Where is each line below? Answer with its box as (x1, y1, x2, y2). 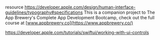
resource (5, 4, 24, 10)
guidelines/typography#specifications (5, 9, 83, 15)
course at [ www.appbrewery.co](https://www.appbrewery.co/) (5, 20, 133, 26)
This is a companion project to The (83, 9, 155, 15)
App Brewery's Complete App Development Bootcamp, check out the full (5, 15, 155, 20)
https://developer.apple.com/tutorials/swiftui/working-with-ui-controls (5, 30, 149, 35)
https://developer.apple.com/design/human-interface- (24, 4, 136, 10)
